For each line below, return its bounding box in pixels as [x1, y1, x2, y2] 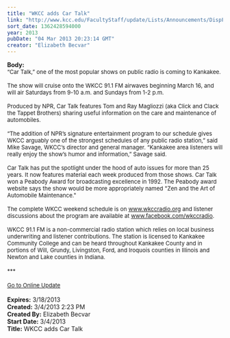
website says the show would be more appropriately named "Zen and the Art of [7, 184, 216, 192]
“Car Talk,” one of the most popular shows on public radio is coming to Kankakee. [7, 68, 221, 75]
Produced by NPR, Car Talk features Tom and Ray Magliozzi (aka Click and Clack [7, 102, 219, 110]
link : [7, 16, 23, 23]
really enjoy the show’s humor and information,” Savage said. [7, 150, 167, 158]
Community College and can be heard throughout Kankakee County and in [7, 239, 203, 247]
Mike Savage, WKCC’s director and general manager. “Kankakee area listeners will [7, 143, 223, 151]
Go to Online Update [7, 282, 61, 289]
